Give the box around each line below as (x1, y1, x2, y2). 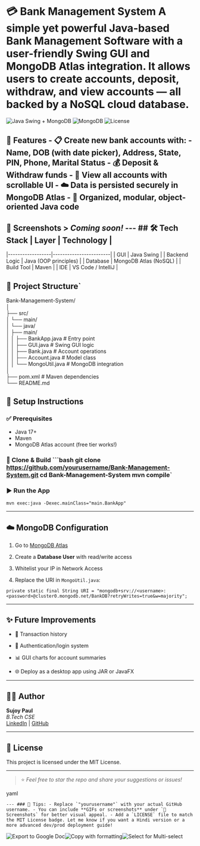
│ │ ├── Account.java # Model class (6, 353, 96, 361)
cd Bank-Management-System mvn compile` (39, 470, 173, 479)
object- (158, 192, 186, 203)
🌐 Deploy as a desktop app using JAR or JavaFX (14, 668, 135, 675)
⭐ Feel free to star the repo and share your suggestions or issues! (20, 776, 183, 783)
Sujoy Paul (6, 707, 33, 714)
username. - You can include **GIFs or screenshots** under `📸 (6, 807, 167, 813)
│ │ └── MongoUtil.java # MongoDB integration (6, 360, 124, 367)
